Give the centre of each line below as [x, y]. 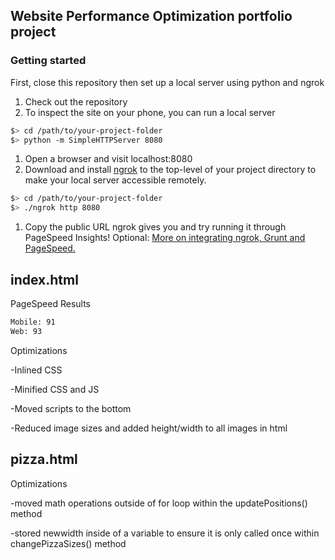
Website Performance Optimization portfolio [151, 16]
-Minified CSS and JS [55, 389]
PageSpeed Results [51, 303]
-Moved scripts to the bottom [71, 408]
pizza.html [44, 459]
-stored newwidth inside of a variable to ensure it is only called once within [165, 533]
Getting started [48, 61]
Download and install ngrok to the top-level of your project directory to [170, 170]
